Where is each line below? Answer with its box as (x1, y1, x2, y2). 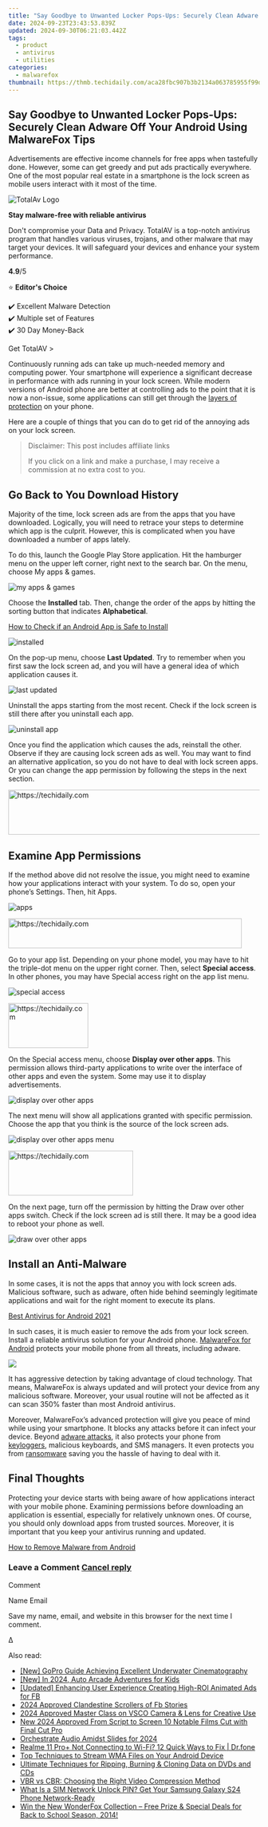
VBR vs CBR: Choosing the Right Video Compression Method (19, 1776, 221, 1786)
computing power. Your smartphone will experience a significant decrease (8, 368, 253, 377)
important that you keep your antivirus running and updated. (8, 1526, 207, 1536)
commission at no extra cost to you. (27, 465, 146, 474)
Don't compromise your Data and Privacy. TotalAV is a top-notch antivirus (8, 226, 250, 235)
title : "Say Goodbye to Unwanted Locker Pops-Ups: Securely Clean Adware (8, 11, 259, 20)
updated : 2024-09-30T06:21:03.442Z (8, 26, 127, 34)
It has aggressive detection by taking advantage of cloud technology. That (8, 1373, 253, 1384)
